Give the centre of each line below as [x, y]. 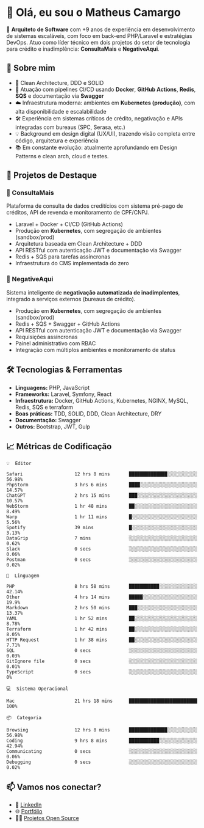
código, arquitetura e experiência [57, 141]
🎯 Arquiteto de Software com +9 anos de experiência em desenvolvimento [101, 29]
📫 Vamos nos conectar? [54, 787]
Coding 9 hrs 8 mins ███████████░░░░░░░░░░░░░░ [102, 741]
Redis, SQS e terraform [44, 407]
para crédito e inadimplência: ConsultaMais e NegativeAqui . [83, 49]
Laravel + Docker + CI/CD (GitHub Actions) [69, 224]
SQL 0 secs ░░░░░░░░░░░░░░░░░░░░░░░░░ [102, 651]
